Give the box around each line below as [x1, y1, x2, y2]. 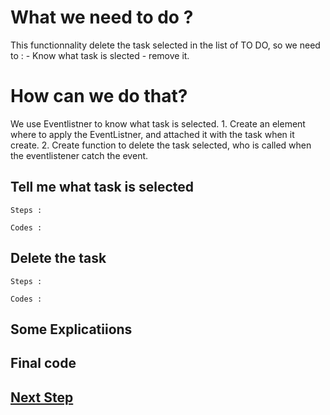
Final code [10, 355, 77, 372]
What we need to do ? [10, 6, 194, 29]
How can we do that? [10, 85, 188, 108]
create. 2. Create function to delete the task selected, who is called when [10, 139, 312, 151]
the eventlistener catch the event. [10, 149, 149, 161]
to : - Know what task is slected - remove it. [10, 49, 190, 61]
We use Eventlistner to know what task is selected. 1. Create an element [10, 117, 306, 130]
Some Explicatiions [10, 321, 133, 338]
